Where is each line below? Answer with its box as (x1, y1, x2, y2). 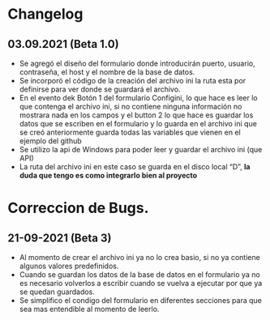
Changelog (7, 5, 84, 23)
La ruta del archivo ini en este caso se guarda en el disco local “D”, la (19, 162, 251, 171)
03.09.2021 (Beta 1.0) (7, 37, 119, 51)
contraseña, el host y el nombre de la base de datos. (19, 67, 195, 77)
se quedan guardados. (19, 287, 95, 297)
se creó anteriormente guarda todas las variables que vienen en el (19, 127, 241, 137)
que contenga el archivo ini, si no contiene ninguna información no (19, 102, 242, 111)
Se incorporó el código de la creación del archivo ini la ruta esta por (19, 76, 246, 85)
